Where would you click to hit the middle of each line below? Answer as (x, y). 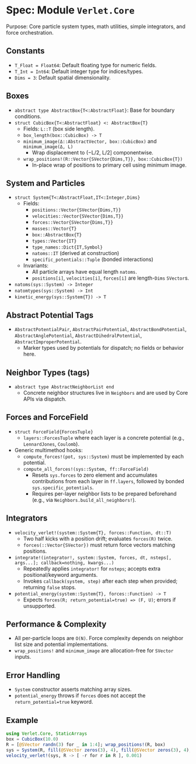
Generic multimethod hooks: (49, 450)
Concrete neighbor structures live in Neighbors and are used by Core (106, 393)
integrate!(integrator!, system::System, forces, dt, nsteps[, (93, 557)
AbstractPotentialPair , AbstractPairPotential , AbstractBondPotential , (100, 329)
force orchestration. (30, 32)
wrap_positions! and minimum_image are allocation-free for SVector (94, 651)
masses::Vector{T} (54, 229)
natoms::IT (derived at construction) (76, 253)
